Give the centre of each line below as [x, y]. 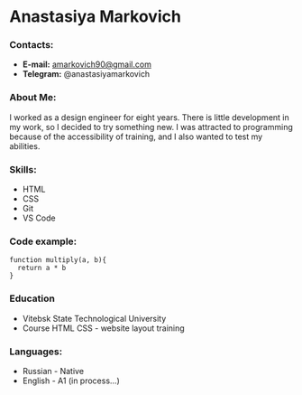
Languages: [36, 352]
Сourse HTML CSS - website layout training [103, 328]
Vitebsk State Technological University [94, 318]
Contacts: [32, 45]
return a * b [42, 268]
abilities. [25, 146]
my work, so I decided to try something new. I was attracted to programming [151, 127]
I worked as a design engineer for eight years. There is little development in [150, 117]
